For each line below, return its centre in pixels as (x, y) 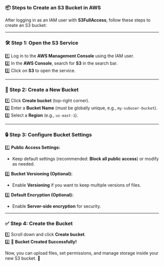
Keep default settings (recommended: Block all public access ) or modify (85, 159)
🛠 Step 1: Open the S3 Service (42, 43)
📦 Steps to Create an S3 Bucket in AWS (53, 7)
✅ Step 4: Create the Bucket (39, 223)
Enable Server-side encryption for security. (56, 206)
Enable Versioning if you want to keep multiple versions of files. (77, 185)
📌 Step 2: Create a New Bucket (42, 90)
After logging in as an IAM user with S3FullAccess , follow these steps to (78, 20)
